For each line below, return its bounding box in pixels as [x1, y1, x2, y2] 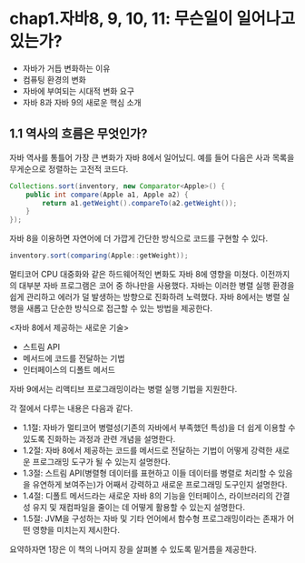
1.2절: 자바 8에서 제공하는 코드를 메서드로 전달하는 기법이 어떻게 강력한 [22, 445, 273, 456]
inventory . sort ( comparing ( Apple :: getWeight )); [9, 251, 189, 260]
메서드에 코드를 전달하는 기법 [22, 353, 125, 364]
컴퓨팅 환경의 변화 [22, 74, 86, 85]
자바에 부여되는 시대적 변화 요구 [22, 85, 134, 96]
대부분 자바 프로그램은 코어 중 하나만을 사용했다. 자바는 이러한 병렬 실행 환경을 [18, 280, 295, 291]
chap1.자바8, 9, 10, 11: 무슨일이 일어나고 [9, 8, 296, 29]
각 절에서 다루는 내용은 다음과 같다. [9, 403, 133, 414]
